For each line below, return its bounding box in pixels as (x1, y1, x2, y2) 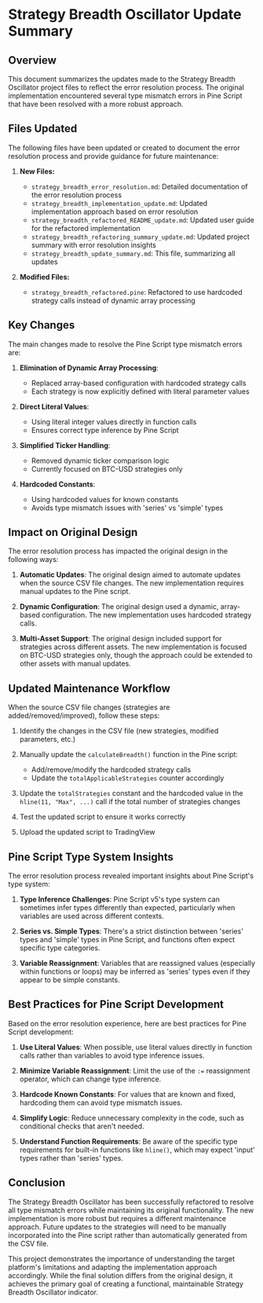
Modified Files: (19, 272, 70, 281)
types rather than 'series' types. (19, 1153, 123, 1162)
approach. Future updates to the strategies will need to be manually (8, 1222, 227, 1231)
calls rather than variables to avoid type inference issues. (19, 1051, 205, 1060)
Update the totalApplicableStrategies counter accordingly (31, 773, 225, 783)
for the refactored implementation (31, 223, 141, 233)
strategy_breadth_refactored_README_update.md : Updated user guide (31, 215, 255, 225)
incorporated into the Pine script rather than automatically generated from (8, 1230, 247, 1239)
